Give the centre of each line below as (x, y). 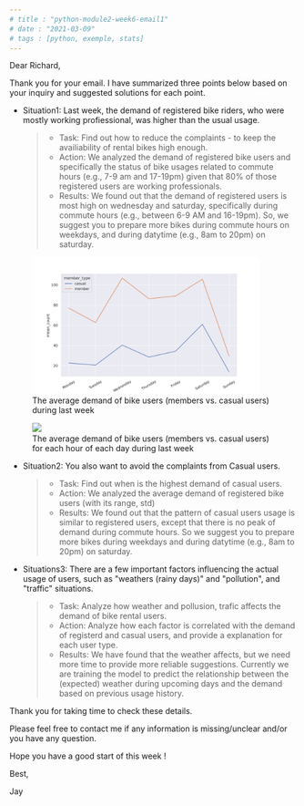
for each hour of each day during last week (113, 449)
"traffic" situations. (58, 589)
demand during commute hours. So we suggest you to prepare (177, 532)
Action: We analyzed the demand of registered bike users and (175, 157)
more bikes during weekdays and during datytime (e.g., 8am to (177, 542)
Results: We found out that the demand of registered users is (173, 196)
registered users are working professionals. (141, 186)
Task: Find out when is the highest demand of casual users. (170, 484)
